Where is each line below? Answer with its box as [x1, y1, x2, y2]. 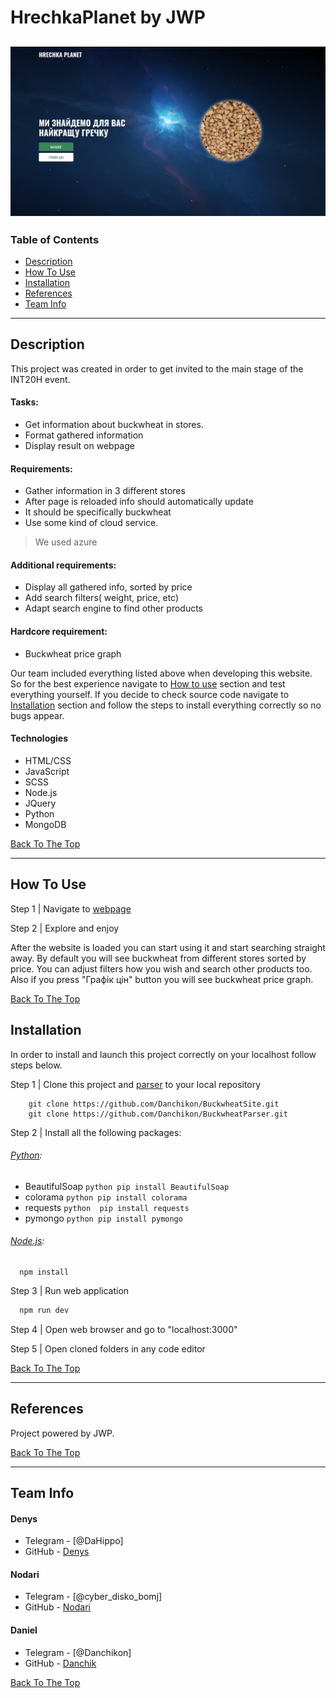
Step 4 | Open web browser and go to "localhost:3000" [10, 1323, 238, 1335]
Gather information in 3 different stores [24, 485, 186, 497]
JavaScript [24, 765, 70, 777]
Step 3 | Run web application [10, 1284, 130, 1296]
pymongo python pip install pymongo [24, 1212, 183, 1224]
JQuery [24, 797, 57, 809]
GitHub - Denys [24, 1546, 90, 1558]
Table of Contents [10, 232, 100, 246]
